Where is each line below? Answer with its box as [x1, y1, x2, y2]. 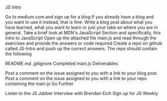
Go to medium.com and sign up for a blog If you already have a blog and [5, 14, 154, 19]
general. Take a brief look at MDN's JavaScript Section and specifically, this [5, 30, 161, 35]
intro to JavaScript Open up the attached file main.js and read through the [5, 35, 157, 41]
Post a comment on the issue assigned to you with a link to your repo [5, 76, 147, 81]
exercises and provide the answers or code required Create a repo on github [5, 40, 163, 46]
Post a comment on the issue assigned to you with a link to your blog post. [5, 70, 158, 76]
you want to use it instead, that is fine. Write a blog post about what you [5, 19, 153, 25]
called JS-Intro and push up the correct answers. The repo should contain [5, 46, 158, 51]
